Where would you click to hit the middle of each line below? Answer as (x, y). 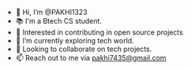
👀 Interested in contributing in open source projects (99, 32)
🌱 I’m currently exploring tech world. (75, 41)
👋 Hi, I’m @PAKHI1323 (52, 12)
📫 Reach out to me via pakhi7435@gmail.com (91, 58)
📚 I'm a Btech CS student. (59, 21)
